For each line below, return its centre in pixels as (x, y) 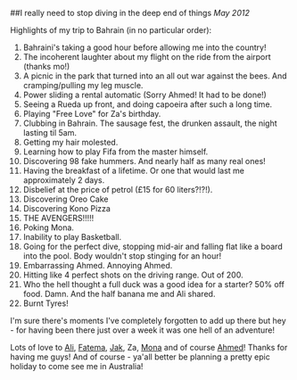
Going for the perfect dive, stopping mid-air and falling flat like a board (153, 246)
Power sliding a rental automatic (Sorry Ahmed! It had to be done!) (144, 95)
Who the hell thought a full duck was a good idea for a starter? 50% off (153, 284)
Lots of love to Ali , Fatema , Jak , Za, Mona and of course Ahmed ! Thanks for (149, 347)
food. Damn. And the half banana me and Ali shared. (119, 294)
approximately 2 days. (64, 180)
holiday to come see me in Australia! (77, 366)
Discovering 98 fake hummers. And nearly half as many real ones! (144, 161)
